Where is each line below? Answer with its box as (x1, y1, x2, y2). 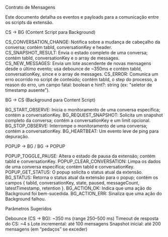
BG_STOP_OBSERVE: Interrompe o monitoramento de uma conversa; (5, 123, 147, 129)
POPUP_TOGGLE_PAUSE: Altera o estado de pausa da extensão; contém (5, 153, 156, 159)
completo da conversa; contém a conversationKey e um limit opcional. (5, 117, 151, 123)
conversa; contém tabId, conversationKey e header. (5, 44, 112, 50)
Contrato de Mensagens (5, 5, 55, 10)
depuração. (5, 134, 29, 139)
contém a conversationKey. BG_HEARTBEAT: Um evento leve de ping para (5, 128, 159, 134)
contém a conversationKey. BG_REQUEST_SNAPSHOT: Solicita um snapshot (5, 112, 163, 118)
